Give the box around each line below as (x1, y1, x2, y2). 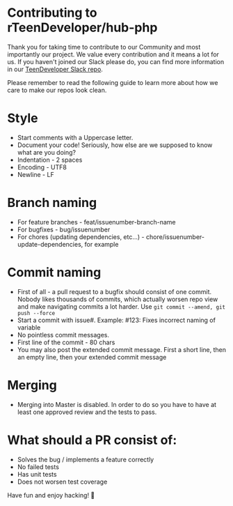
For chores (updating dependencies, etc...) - (17, 232, 145, 241)
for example (84, 240, 119, 248)
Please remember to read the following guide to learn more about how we (7, 78, 218, 86)
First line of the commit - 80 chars (17, 338, 115, 346)
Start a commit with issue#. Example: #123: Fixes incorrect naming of (17, 316, 216, 324)
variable (17, 323, 41, 332)
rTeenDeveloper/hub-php (7, 20, 158, 36)
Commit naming (7, 265, 102, 280)
